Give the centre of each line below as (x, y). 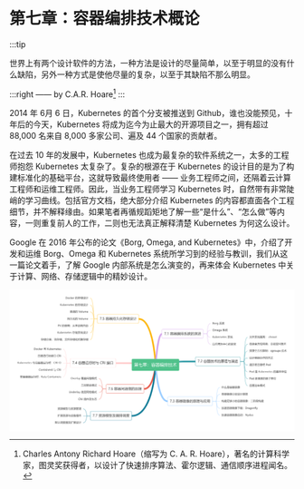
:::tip (18, 44)
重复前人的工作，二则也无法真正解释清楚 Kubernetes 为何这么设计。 (167, 222)
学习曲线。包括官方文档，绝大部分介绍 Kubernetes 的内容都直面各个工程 (160, 200)
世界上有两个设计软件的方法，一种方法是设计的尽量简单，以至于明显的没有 (148, 63)
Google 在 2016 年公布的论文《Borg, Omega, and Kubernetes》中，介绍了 (147, 242)
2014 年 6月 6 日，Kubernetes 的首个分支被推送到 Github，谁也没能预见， (147, 112)
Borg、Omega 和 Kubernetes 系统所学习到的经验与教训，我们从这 (166, 253)
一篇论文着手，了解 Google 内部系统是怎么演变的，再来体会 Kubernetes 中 (148, 265)
